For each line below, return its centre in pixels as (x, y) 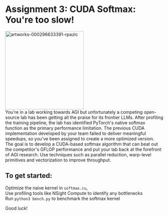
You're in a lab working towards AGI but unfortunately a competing (74, 112)
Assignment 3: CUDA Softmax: (71, 9)
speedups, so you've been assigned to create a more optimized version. (80, 138)
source (13, 117)
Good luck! (17, 208)
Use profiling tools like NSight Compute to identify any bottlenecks (74, 193)
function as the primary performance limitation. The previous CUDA (75, 128)
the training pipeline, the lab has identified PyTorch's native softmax (75, 123)
